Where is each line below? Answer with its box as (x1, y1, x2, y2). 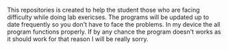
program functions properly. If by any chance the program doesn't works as (7, 27, 221, 36)
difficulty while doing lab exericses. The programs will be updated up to (7, 13, 210, 21)
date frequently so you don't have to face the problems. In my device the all (7, 21, 220, 28)
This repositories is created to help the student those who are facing (7, 6, 200, 14)
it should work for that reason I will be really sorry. (7, 35, 149, 43)
